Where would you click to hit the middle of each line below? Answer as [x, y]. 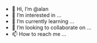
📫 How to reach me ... [39, 34]
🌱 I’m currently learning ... [43, 21]
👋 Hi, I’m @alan [30, 9]
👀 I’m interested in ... [36, 15]
